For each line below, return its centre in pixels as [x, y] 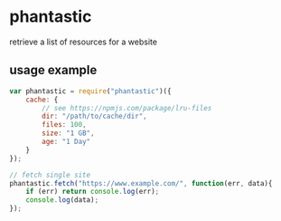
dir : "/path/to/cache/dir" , [94, 116]
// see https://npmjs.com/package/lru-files [127, 108]
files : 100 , [65, 125]
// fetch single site [50, 175]
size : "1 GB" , [68, 133]
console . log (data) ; [62, 200]
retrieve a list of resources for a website [84, 42]
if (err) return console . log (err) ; [93, 192]
